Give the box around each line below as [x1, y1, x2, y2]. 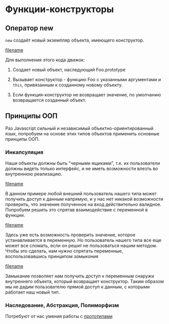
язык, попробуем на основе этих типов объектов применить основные [5, 130, 159, 136]
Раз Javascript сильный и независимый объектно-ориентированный [5, 125, 154, 131]
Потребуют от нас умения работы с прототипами [5, 313, 113, 319]
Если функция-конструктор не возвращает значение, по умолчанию [12, 92, 161, 97]
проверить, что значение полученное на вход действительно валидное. [5, 201, 162, 207]
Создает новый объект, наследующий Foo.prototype [12, 67, 125, 73]
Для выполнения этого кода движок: [5, 57, 85, 63]
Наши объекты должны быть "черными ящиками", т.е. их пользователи [5, 160, 160, 166]
